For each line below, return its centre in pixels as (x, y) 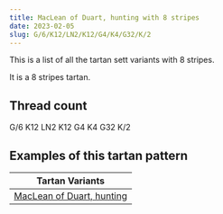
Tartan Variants (71, 181)
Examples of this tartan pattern (98, 155)
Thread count (48, 106)
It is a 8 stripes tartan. (50, 77)
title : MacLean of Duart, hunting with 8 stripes (105, 18)
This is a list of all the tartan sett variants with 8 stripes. (112, 60)
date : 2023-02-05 (42, 26)
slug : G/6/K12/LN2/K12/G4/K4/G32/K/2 (80, 34)
